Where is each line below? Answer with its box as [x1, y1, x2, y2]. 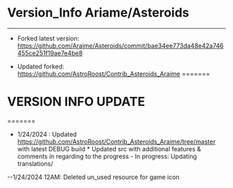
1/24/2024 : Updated [17, 130, 78, 138]
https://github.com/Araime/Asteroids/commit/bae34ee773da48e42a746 [17, 41, 224, 50]
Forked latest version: [17, 34, 80, 42]
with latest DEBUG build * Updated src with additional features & [17, 144, 201, 153]
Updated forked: [17, 62, 64, 70]
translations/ [17, 159, 53, 167]
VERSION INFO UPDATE [7, 94, 146, 110]
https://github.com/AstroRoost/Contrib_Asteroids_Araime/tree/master [17, 137, 216, 146]
